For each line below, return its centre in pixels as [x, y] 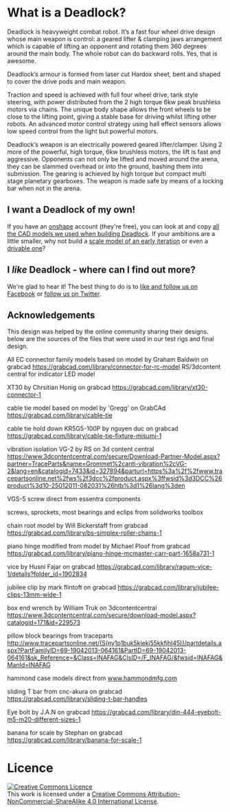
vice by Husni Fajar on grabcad [51, 567]
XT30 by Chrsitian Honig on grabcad [59, 387]
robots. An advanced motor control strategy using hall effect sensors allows [114, 124]
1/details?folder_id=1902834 [47, 574]
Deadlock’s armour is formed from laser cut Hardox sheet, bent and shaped [114, 74]
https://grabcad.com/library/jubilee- [169, 588]
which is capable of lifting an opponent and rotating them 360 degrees [107, 46]
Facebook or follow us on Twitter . [54, 294]
